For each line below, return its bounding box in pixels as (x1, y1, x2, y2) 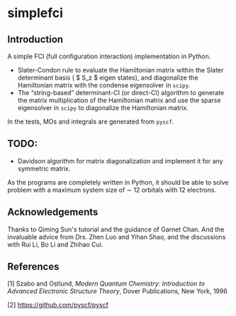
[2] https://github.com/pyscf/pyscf (7, 300, 108, 310)
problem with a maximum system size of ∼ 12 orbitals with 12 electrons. (7, 185, 217, 194)
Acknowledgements (7, 206, 99, 218)
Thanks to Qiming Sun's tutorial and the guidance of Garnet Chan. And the (7, 225, 225, 234)
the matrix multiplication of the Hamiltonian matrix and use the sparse (17, 96, 221, 104)
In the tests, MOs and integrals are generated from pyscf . (7, 117, 174, 126)
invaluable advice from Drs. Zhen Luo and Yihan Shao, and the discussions (7, 232, 226, 241)
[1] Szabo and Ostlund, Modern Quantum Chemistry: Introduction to (7, 279, 206, 288)
